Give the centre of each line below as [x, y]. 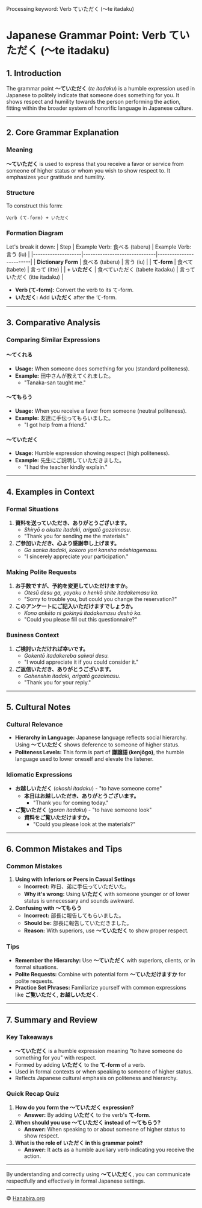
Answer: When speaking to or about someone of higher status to [105, 1130]
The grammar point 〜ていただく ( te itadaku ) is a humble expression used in [101, 88]
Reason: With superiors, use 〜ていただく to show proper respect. [106, 930]
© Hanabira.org [26, 1198]
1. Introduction [34, 73]
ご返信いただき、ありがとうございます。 [65, 669]
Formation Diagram [35, 233]
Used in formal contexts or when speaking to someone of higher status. [104, 1072]
